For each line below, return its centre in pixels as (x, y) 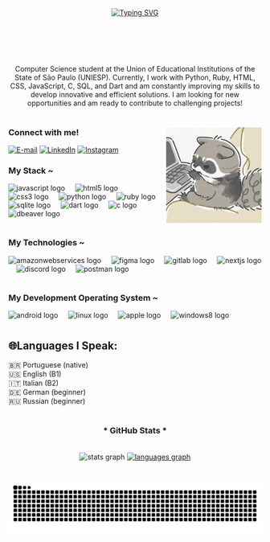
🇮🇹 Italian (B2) (33, 383)
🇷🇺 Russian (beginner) (47, 400)
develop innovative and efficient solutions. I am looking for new (135, 95)
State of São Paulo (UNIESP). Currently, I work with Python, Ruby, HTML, (135, 78)
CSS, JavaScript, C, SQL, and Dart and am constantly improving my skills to (135, 86)
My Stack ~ (31, 170)
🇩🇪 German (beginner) (47, 392)
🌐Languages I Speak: (63, 345)
